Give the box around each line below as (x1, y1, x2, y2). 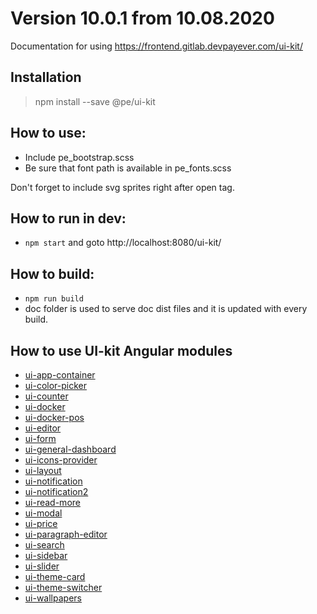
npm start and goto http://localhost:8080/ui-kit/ (24, 237, 222, 249)
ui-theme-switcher (24, 582, 103, 593)
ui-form (24, 433, 57, 444)
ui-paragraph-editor (24, 528, 108, 540)
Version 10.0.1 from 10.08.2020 (10, 7, 275, 30)
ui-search (24, 539, 65, 551)
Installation (10, 69, 82, 86)
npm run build (24, 294, 84, 304)
